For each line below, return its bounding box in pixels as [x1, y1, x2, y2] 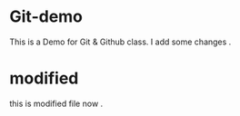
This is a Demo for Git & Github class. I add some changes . [9, 36, 232, 47]
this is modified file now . [9, 98, 104, 109]
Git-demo [9, 6, 84, 27]
